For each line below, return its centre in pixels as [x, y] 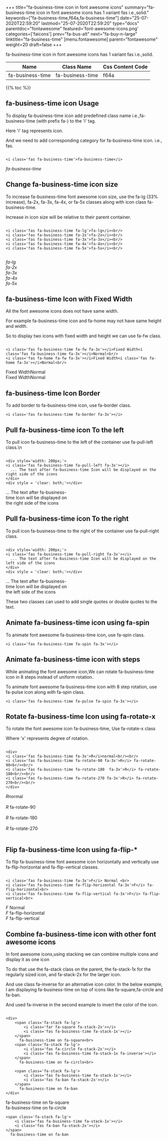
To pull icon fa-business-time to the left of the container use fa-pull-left [79, 442]
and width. [17, 326]
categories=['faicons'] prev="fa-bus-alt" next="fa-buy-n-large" [71, 34]
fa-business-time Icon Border [53, 393]
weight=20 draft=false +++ [34, 44]
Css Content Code [125, 67]
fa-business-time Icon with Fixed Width [69, 299]
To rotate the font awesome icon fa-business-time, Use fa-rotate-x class [81, 729]
